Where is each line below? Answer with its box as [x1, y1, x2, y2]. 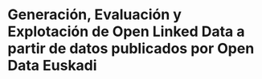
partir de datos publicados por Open [7, 40, 255, 57]
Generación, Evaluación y [7, 6, 182, 24]
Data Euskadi [7, 57, 97, 75]
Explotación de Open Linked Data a [7, 22, 245, 41]
